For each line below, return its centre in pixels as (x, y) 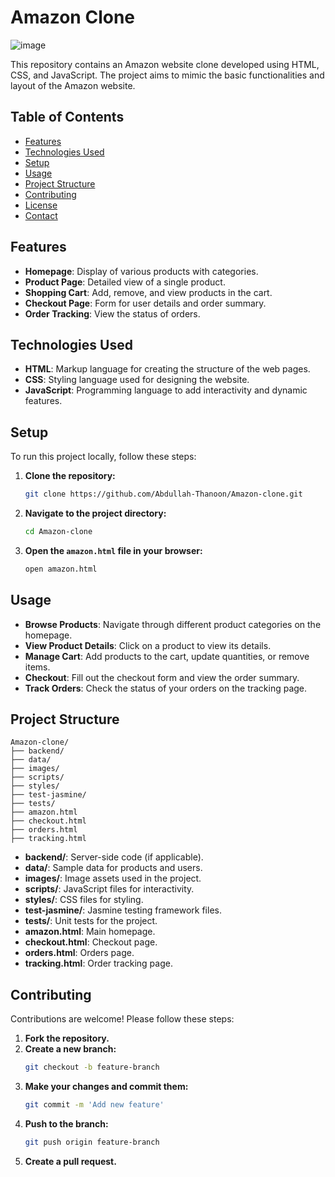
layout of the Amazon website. (73, 85)
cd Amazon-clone (58, 532)
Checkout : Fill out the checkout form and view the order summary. (162, 677)
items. (37, 667)
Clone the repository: (70, 476)
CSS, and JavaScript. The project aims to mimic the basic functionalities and (167, 75)
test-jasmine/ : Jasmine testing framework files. (123, 910)
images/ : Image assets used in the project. (113, 878)
